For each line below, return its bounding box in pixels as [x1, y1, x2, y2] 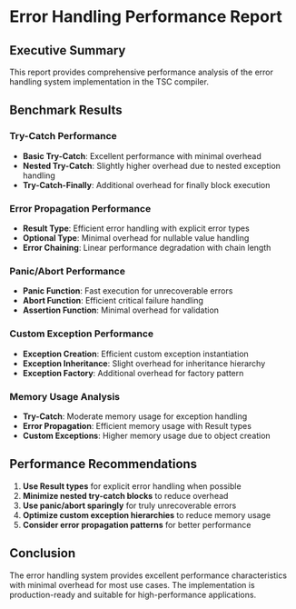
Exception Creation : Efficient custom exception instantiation [22, 348, 250, 359]
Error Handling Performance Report [9, 6, 283, 27]
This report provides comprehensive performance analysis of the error [9, 66, 274, 77]
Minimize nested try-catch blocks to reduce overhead [22, 490, 229, 501]
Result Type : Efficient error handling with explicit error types [22, 223, 250, 234]
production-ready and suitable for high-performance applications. [9, 589, 257, 600]
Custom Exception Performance [9, 327, 154, 340]
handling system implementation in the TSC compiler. [9, 76, 209, 87]
